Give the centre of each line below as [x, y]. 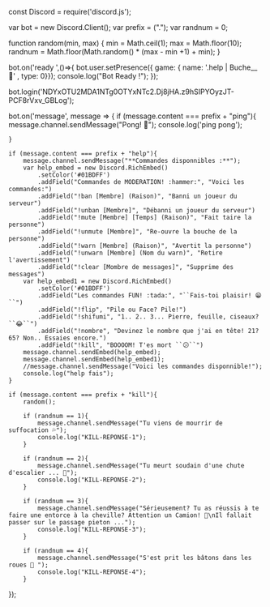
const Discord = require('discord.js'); [70, 12]
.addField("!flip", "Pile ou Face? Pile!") [112, 310]
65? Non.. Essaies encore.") [58, 338]
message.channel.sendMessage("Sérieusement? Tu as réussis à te [148, 508]
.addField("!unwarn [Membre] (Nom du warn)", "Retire [130, 253]
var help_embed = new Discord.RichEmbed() [96, 168]
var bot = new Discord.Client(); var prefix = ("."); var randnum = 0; [118, 27]
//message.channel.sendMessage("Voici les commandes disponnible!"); [143, 366]
